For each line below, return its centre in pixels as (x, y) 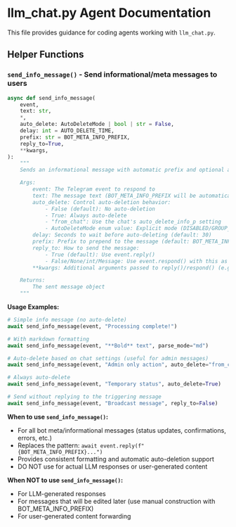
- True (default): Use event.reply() (100, 255)
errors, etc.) (35, 438)
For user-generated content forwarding (74, 516)
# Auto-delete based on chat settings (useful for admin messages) (108, 358)
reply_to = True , (42, 144)
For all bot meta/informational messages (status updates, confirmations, (122, 430)
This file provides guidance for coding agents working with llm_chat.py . (111, 32)
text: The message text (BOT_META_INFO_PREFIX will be (114, 196)
